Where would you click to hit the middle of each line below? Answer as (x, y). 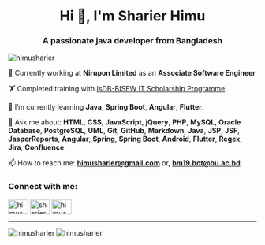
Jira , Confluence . (37, 147)
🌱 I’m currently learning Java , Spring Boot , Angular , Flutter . (106, 107)
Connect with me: (43, 187)
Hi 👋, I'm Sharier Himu (132, 16)
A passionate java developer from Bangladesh (132, 41)
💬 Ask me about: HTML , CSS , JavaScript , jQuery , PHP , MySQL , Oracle (125, 122)
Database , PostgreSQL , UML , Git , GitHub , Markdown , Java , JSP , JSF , (124, 131)
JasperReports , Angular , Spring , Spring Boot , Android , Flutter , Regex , (125, 139)
